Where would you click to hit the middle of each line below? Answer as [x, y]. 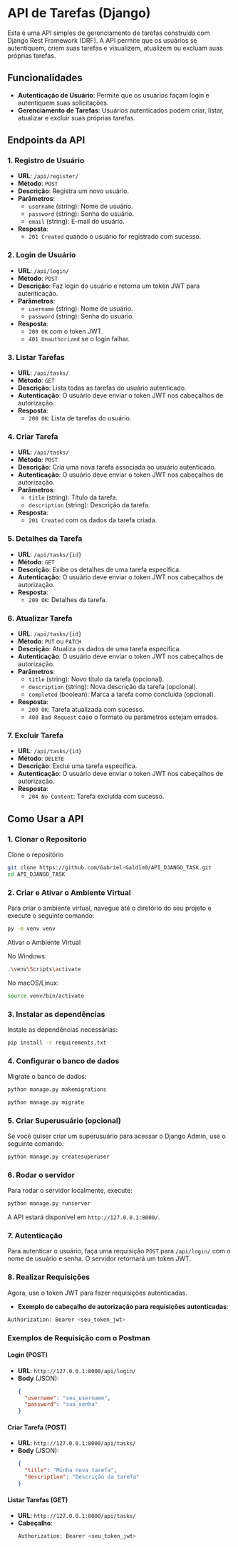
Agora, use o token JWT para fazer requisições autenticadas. [97, 1293]
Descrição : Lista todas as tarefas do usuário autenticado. [102, 388]
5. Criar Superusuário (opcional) [64, 1120]
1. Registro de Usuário [46, 160]
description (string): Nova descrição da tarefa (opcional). [113, 686]
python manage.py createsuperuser [59, 1157]
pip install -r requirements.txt [57, 1042]
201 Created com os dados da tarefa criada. [93, 520]
